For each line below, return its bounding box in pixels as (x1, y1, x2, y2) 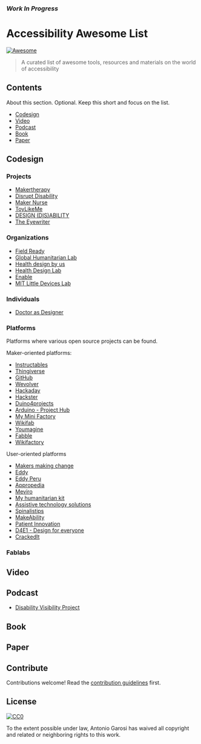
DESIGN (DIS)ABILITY (15, 212, 70, 219)
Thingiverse (15, 368, 45, 375)
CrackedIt (15, 533, 40, 540)
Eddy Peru (15, 475, 41, 483)
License (6, 697, 37, 707)
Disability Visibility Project (15, 604, 80, 611)
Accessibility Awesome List (6, 27, 148, 41)
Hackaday (15, 387, 41, 394)
